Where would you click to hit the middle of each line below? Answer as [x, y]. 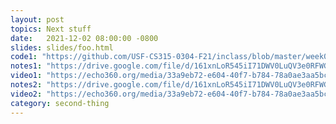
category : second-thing [60, 103]
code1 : [24, 57]
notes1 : [26, 66]
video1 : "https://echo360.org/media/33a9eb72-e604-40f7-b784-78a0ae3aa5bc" [171, 76]
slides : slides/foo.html [62, 47]
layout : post [37, 19]
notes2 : [26, 85]
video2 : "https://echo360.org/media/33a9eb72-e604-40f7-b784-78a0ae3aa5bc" [171, 94]
